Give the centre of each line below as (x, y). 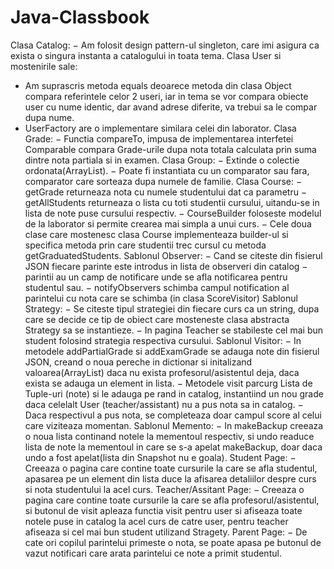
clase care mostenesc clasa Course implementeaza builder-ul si (156, 234)
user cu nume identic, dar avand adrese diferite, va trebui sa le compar (171, 107)
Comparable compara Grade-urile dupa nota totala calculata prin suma (170, 149)
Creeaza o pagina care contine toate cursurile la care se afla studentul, (171, 468)
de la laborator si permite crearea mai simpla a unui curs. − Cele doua (168, 223)
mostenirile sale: (44, 66)
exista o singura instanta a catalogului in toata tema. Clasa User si (146, 55)
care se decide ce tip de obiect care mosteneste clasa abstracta (157, 319)
